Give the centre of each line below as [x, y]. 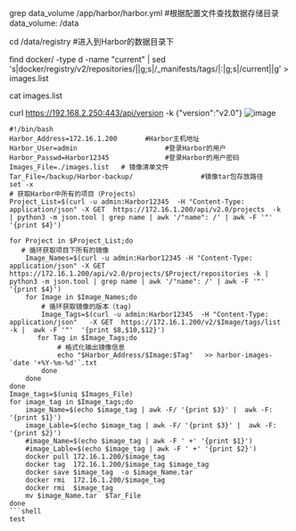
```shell [25, 511]
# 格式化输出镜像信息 [91, 347]
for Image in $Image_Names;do [82, 297]
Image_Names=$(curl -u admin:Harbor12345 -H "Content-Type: [139, 258]
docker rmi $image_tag [70, 488]
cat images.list [36, 95]
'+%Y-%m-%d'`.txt [65, 363]
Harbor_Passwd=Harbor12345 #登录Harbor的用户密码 [124, 158]
